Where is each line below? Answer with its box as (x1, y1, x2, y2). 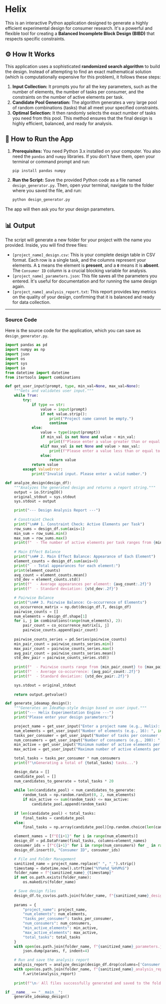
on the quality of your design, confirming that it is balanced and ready (12, 294, 155, 300)
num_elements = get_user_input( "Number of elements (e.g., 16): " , (14, 728, 156, 733)
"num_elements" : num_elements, (23, 912, 87, 917)
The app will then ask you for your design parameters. (5, 206, 115, 212)
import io (5, 365, 26, 370)
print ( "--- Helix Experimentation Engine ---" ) (14, 710, 114, 716)
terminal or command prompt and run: (12, 158, 90, 164)
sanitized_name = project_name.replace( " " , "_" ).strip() (14, 861, 136, 866)
